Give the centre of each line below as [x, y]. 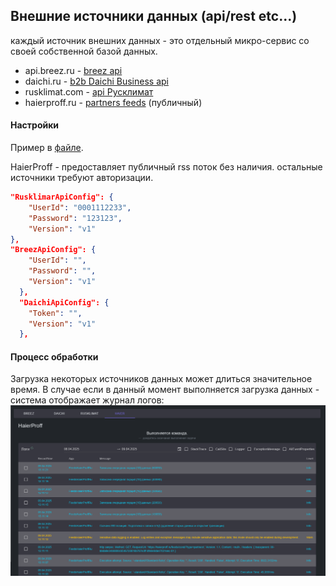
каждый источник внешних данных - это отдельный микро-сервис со [160, 40]
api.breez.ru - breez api [73, 70]
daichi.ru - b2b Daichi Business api [96, 81]
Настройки [35, 125]
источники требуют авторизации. [82, 178]
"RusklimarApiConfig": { [62, 197]
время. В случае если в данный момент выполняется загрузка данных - [165, 390]
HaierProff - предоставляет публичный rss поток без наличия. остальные [166, 167]
